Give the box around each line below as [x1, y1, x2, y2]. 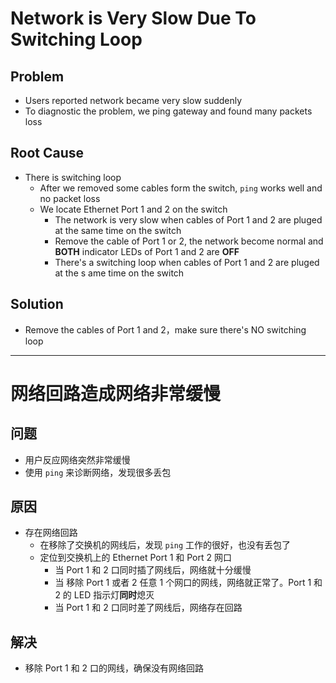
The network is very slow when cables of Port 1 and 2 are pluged [54, 213, 323, 226]
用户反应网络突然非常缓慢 [24, 453, 131, 466]
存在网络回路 [24, 527, 78, 539]
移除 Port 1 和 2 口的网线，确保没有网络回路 [24, 662, 205, 674]
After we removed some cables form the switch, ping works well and [39, 182, 323, 194]
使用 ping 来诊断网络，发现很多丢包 [24, 466, 172, 478]
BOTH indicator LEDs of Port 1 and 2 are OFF [54, 245, 240, 257]
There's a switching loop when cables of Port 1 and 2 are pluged [54, 256, 320, 268]
